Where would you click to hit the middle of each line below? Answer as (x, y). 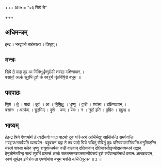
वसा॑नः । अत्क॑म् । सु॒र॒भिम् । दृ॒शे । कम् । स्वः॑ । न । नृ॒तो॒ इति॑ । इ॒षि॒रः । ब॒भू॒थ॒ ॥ (67, 110)
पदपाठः (13, 93)
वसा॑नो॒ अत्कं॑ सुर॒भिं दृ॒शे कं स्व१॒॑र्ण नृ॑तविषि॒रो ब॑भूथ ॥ (43, 77)
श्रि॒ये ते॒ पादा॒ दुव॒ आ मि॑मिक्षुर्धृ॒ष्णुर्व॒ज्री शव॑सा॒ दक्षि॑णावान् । (45, 72)
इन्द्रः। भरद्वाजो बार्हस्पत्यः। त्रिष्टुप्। (31, 44)
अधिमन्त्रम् (16, 32)
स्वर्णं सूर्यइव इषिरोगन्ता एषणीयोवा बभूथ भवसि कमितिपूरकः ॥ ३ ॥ (53, 159)
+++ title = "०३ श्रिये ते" (26, 8)
